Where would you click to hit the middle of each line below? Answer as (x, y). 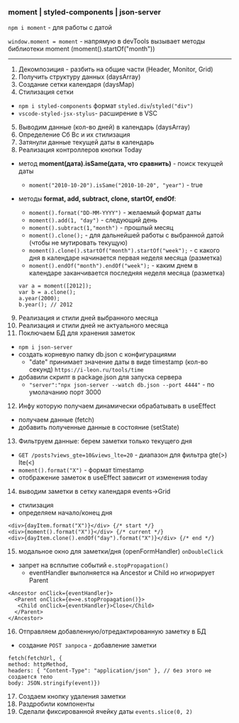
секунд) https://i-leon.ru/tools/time (86, 369)
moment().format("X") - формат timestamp (81, 470)
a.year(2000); (39, 299)
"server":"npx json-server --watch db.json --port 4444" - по (122, 385)
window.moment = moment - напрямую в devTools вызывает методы (107, 41)
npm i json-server (45, 348)
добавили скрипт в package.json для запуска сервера (100, 377)
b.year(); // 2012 (45, 305)
